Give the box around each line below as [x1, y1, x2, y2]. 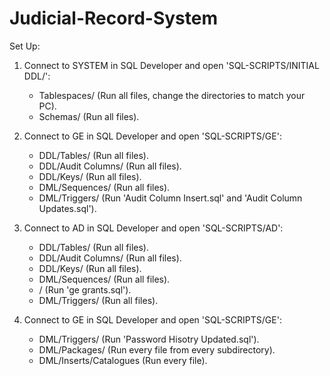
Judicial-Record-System [9, 7, 218, 30]
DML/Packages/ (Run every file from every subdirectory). [38, 343, 276, 356]
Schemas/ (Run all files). [38, 110, 140, 122]
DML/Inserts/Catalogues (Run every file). [38, 354, 208, 366]
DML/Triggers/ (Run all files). [38, 294, 159, 306]
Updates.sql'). [38, 202, 97, 214]
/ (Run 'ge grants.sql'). [38, 283, 132, 296]
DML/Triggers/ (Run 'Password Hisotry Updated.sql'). [38, 333, 260, 345]
